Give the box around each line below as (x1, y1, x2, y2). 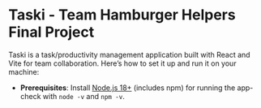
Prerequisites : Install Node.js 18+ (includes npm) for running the (19, 83, 236, 93)
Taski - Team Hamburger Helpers (8, 6, 237, 24)
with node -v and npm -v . (42, 91, 126, 101)
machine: (8, 67, 40, 76)
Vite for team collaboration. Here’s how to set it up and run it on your (8, 58, 237, 68)
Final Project (8, 23, 95, 41)
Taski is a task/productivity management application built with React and (8, 50, 250, 59)
